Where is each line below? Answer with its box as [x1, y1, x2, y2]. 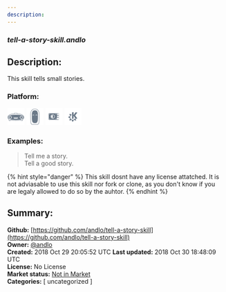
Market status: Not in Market [7, 270, 91, 278]
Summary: [7, 208, 53, 219]
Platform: [7, 92, 39, 102]
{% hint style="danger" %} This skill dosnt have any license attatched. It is [7, 172, 220, 181]
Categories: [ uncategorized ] [7, 277, 93, 285]
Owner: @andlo [7, 240, 53, 248]
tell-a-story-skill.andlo [7, 35, 86, 44]
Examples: [7, 136, 44, 145]
